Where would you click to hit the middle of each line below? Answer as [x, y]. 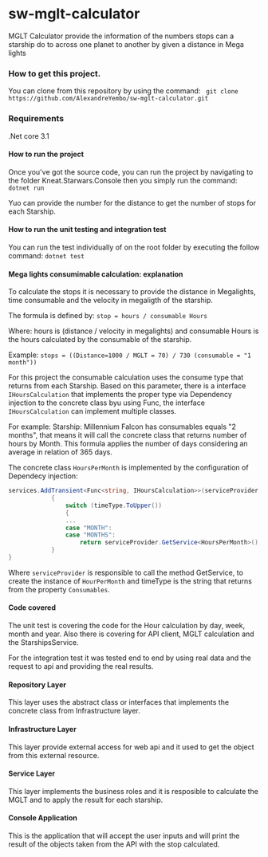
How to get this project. [55, 73]
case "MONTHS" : [90, 535]
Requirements [36, 119]
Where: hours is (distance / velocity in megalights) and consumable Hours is [134, 331]
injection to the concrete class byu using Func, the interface [107, 403]
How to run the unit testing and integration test [87, 230]
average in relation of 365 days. [61, 452]
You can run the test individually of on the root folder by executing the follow [134, 247]
